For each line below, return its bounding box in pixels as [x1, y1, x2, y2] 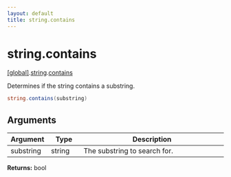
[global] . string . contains [7, 69, 74, 77]
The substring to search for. [83, 146, 174, 156]
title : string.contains [7, 16, 76, 23]
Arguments [7, 114, 57, 126]
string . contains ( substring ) [7, 95, 88, 102]
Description [132, 134, 172, 144]
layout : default [7, 10, 54, 17]
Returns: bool [7, 164, 47, 172]
